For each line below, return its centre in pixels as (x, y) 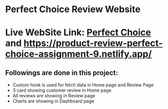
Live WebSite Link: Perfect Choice (78, 33)
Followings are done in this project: (61, 73)
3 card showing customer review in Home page (62, 90)
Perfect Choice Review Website (73, 9)
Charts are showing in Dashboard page (53, 101)
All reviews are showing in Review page (54, 96)
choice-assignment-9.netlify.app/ (78, 54)
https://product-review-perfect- (93, 43)
